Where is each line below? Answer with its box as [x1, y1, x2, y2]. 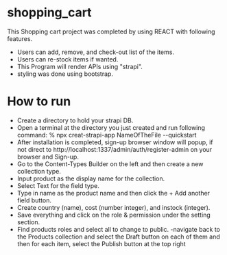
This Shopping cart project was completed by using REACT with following [7, 27, 215, 36]
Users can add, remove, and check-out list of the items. [16, 48, 175, 56]
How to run [7, 94, 71, 109]
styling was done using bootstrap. [16, 70, 113, 78]
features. [7, 34, 33, 42]
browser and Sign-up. [16, 152, 79, 161]
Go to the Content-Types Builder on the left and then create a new [16, 159, 204, 168]
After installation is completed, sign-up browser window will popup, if [16, 138, 213, 146]
